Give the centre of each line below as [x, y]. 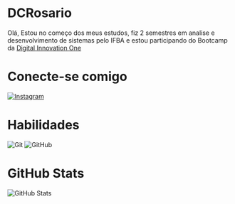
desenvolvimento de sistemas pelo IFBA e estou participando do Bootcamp [117, 40]
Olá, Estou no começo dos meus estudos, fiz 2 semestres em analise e [111, 33]
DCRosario [40, 13]
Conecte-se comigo [67, 77]
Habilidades [43, 125]
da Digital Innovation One [45, 48]
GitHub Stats [46, 173]
